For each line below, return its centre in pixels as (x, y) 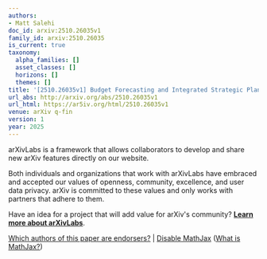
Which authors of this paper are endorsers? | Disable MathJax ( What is (124, 238)
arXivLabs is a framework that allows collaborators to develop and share (126, 149)
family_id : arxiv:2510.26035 (56, 38)
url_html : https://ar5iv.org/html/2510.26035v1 (89, 104)
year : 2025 (26, 127)
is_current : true (37, 45)
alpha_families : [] (48, 61)
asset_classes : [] (46, 68)
